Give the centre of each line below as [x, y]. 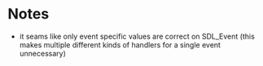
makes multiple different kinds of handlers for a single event [120, 44]
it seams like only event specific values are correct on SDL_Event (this [137, 36]
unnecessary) [43, 53]
